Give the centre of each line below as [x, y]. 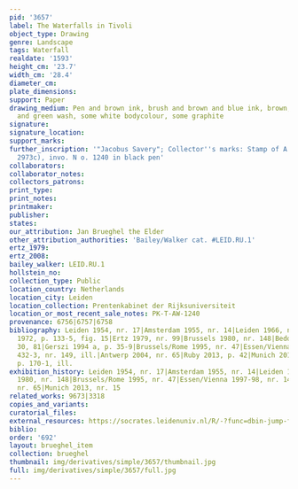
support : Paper [37, 100]
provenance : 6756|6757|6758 [61, 322]
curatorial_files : [43, 413]
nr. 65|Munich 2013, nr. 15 [69, 388]
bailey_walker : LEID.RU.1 [57, 265]
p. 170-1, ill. [45, 363]
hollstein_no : [35, 273]
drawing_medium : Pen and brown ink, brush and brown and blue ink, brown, [150, 108]
